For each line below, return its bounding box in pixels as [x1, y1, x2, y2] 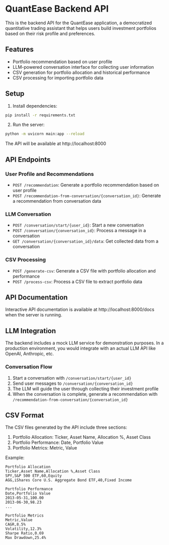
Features [5, 45, 34, 54]
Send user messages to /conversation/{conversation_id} [12, 380, 133, 386]
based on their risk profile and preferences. [5, 30, 96, 36]
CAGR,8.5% [5, 522, 26, 527]
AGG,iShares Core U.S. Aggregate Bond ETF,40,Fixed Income [5, 478, 132, 483]
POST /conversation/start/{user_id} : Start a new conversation [12, 222, 144, 228]
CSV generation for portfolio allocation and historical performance [12, 69, 150, 75]
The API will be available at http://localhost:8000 [5, 141, 106, 147]
